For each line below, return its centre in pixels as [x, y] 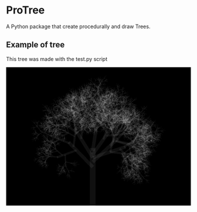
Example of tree [35, 45]
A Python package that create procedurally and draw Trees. [78, 26]
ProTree [26, 10]
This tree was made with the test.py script [57, 59]
